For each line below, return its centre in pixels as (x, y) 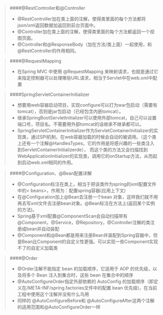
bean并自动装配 (43, 229)
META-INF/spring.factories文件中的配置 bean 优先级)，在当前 (92, 288)
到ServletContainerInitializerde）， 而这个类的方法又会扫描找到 (83, 150)
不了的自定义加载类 (38, 248)
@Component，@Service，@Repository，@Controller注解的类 (84, 222)
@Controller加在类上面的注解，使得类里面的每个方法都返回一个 (84, 32)
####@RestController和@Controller (47, 8)
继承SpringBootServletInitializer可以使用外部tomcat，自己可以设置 (87, 118)
